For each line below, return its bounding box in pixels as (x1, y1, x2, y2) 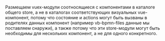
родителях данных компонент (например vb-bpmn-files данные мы (5, 20, 150, 26)
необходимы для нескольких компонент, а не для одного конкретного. (5, 31, 157, 36)
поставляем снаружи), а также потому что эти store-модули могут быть (5, 25, 160, 31)
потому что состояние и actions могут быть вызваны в (30, 15, 147, 20)
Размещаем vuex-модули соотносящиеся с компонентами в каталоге (5, 4, 155, 10)
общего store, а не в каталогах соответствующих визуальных (5, 9, 137, 15)
